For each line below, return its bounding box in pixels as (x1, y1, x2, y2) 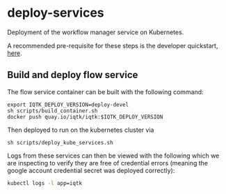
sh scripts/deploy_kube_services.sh (7, 139, 113, 146)
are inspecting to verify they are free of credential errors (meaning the (7, 158, 209, 167)
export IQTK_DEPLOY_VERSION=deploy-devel (7, 101, 129, 108)
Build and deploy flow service (7, 69, 138, 81)
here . (7, 49, 22, 57)
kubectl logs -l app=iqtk (7, 179, 82, 186)
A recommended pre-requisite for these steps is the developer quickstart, (7, 41, 218, 50)
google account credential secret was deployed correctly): (7, 166, 175, 174)
